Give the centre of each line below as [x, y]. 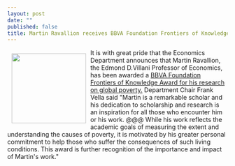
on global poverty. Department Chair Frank [152, 90]
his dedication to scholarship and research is [155, 105]
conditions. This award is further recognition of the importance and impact [115, 149]
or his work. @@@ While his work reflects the [156, 120]
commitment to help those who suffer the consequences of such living [109, 142]
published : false [33, 27]
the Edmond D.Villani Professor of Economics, [156, 68]
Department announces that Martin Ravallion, [156, 61]
